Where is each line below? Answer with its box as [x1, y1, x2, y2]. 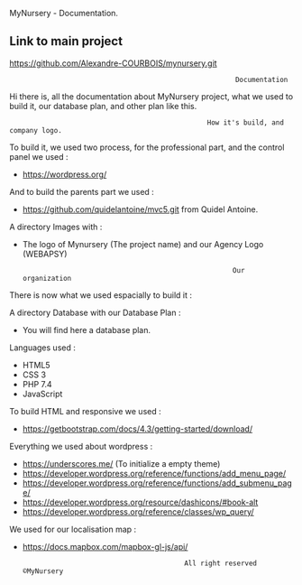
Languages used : [9, 342, 77, 353]
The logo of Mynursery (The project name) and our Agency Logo [22, 238, 264, 249]
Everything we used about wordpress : [9, 441, 153, 451]
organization [22, 274, 72, 283]
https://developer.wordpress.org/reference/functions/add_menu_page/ [22, 468, 287, 478]
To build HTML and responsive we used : [9, 405, 161, 416]
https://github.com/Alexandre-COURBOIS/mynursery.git [9, 58, 218, 69]
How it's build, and [206, 117, 284, 127]
